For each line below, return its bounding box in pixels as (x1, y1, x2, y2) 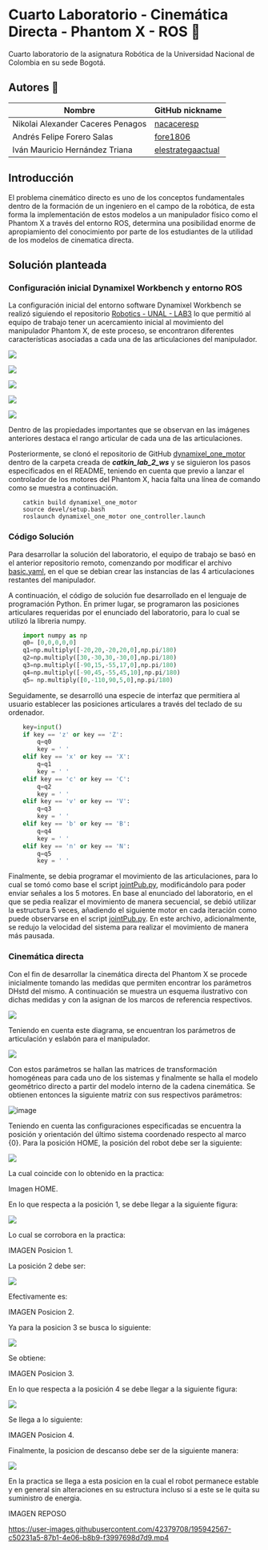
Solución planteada (8, 258, 107, 271)
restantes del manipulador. (8, 575, 96, 584)
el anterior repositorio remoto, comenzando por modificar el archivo (8, 558, 232, 568)
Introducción (8, 171, 74, 185)
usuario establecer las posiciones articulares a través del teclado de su (8, 699, 242, 709)
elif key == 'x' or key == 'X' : (22, 753, 130, 761)
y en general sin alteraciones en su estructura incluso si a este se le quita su (8, 1484, 260, 1494)
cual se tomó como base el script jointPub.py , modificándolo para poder (8, 880, 246, 889)
